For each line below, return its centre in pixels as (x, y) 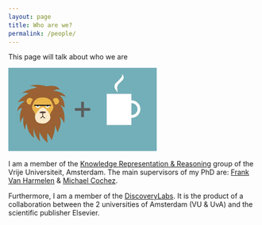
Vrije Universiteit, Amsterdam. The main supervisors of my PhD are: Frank (129, 172)
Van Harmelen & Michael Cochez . (63, 181)
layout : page (30, 17)
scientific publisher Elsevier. (54, 213)
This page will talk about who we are (68, 57)
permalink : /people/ (42, 33)
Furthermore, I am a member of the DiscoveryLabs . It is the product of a (126, 196)
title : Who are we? (40, 25)
